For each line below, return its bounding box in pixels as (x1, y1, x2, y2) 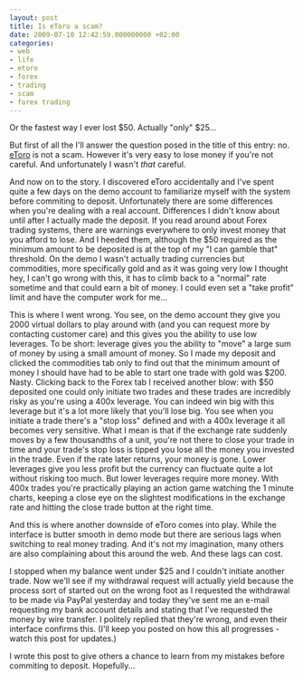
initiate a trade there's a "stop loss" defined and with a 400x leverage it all (9, 416, 286, 426)
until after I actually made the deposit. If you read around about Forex (9, 215, 268, 226)
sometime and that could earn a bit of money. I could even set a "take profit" (9, 283, 294, 293)
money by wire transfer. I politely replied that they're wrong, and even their (9, 614, 288, 625)
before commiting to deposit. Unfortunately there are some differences (9, 196, 273, 206)
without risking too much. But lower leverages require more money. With (9, 473, 279, 484)
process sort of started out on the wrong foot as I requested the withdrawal (9, 585, 290, 596)
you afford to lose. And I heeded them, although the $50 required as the (9, 235, 278, 245)
